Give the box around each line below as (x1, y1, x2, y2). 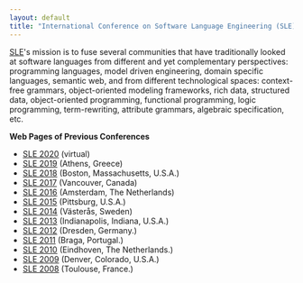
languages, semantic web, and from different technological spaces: (9, 75, 260, 86)
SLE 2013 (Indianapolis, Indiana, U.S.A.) (22, 215, 170, 226)
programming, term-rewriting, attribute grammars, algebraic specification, (9, 104, 284, 114)
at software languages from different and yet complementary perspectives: (9, 56, 289, 67)
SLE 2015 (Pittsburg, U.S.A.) (22, 196, 126, 207)
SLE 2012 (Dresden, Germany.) (22, 224, 138, 235)
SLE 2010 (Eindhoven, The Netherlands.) (22, 244, 174, 255)
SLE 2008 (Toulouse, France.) (22, 263, 133, 274)
